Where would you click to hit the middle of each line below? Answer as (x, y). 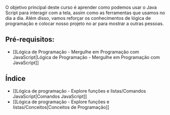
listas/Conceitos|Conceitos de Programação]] (61, 107)
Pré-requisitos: (30, 39)
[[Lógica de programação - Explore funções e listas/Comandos (79, 91)
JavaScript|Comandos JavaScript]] (50, 96)
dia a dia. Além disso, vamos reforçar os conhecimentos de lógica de (78, 18)
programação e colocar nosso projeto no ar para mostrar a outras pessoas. (84, 23)
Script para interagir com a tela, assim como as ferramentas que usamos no (85, 13)
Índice (15, 79)
